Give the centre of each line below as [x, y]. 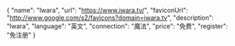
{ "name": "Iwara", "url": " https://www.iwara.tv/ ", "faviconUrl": [98, 10]
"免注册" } [21, 35]
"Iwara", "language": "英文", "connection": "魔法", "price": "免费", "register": [117, 26]
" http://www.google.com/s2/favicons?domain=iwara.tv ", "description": [110, 18]
